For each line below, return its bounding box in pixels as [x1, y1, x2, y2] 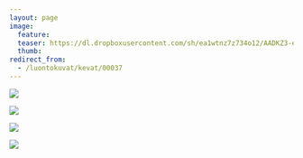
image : [9, 22, 34, 31]
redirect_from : [9, 55, 67, 64]
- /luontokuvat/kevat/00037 [17, 64, 124, 73]
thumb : [17, 47, 42, 56]
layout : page [9, 13, 59, 23]
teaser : [17, 38, 47, 48]
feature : [17, 30, 50, 39]
